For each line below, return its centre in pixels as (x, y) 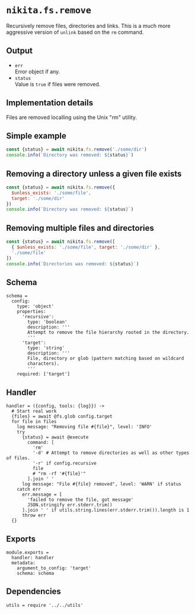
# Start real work (34, 411)
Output (19, 51)
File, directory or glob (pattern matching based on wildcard (106, 359)
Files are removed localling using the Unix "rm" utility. (72, 117)
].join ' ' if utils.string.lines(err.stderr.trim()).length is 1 (106, 510)
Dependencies (33, 592)
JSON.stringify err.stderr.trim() (70, 505)
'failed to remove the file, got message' (81, 500)
